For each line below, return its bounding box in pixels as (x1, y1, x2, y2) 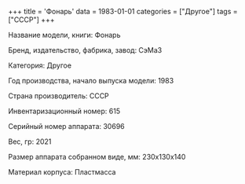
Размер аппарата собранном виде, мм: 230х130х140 (8, 153, 186, 161)
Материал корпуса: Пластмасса (8, 167, 116, 176)
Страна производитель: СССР (8, 91, 110, 101)
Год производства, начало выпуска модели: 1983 (8, 76, 174, 85)
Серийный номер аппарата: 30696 (8, 122, 125, 131)
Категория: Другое (8, 61, 72, 70)
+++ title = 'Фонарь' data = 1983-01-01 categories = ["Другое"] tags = (8, 7, 238, 16)
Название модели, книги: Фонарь (8, 31, 121, 39)
